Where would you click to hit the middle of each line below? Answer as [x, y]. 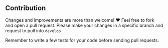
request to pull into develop [33, 30]
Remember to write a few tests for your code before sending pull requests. [82, 40]
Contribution [26, 8]
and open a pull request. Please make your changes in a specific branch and [84, 25]
